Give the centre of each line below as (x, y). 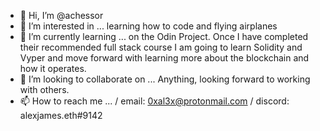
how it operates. (53, 68)
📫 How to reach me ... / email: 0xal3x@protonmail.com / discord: (154, 101)
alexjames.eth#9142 (61, 115)
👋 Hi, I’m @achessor (61, 15)
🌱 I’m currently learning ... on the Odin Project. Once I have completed (164, 36)
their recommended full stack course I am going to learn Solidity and (161, 47)
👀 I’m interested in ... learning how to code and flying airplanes (148, 26)
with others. (44, 89)
